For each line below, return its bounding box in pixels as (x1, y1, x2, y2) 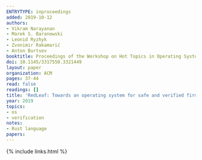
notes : (6, 120, 23, 126)
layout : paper (6, 64, 42, 71)
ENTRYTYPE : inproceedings (6, 8, 71, 15)
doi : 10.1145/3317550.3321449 (6, 59, 82, 65)
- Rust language (6, 126, 47, 132)
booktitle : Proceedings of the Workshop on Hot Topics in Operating (6, 53, 182, 59)
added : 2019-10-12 (6, 14, 52, 20)
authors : (6, 20, 28, 26)
